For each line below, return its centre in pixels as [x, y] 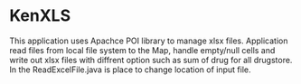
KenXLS [40, 16]
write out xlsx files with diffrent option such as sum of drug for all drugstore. [151, 60]
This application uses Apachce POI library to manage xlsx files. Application [149, 41]
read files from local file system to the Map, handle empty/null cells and [142, 50]
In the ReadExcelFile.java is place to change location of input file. [130, 70]
